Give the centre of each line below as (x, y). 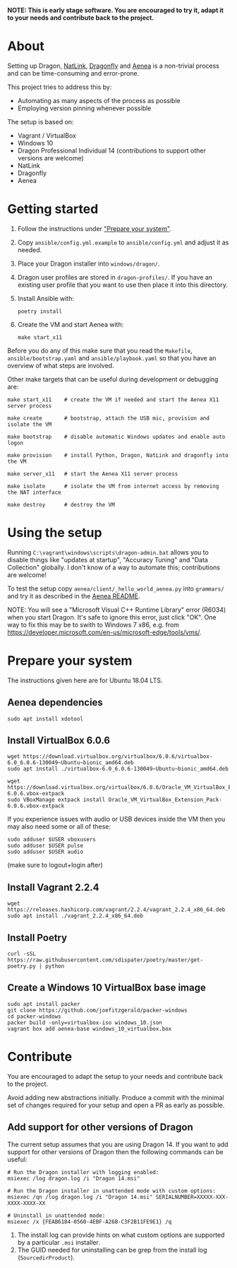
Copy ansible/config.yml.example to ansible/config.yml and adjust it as (123, 242)
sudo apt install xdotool (45, 719)
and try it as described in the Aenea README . (74, 596)
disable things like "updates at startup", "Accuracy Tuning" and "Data (108, 559)
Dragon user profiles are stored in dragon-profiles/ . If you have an (115, 277)
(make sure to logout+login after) (55, 865)
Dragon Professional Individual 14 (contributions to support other (112, 150)
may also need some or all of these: (59, 826)
